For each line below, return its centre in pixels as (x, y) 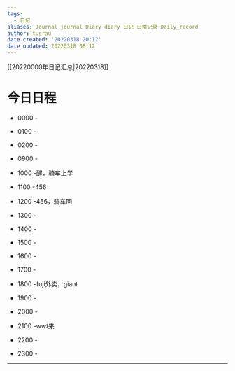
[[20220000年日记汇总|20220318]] (58, 67)
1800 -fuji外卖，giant (48, 283)
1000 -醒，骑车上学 (45, 173)
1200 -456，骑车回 (45, 201)
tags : (15, 14)
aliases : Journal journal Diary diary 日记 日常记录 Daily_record (103, 27)
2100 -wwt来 (36, 325)
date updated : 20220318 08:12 (51, 46)
